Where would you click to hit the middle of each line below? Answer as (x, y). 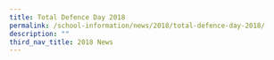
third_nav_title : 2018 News (62, 42)
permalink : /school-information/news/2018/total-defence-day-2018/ (137, 26)
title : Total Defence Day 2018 (67, 17)
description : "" (39, 34)
